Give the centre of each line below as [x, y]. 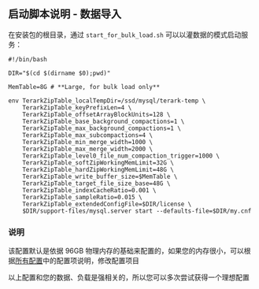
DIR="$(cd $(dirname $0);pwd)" [59, 73]
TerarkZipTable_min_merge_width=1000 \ [88, 142]
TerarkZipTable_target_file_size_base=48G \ [96, 183]
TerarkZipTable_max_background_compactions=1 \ [102, 128]
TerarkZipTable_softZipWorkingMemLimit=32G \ [98, 163]
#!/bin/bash [28, 59]
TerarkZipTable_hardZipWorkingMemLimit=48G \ [98, 169]
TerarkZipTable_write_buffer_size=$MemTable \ [100, 176]
